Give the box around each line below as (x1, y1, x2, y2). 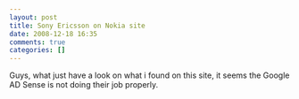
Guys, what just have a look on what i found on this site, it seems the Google (9, 70, 290, 80)
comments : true (9, 37, 66, 47)
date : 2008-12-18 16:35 (9, 29, 98, 38)
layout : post (9, 12, 58, 22)
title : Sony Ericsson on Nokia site (9, 21, 145, 30)
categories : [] (9, 46, 66, 55)
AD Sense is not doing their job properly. (9, 80, 159, 90)
